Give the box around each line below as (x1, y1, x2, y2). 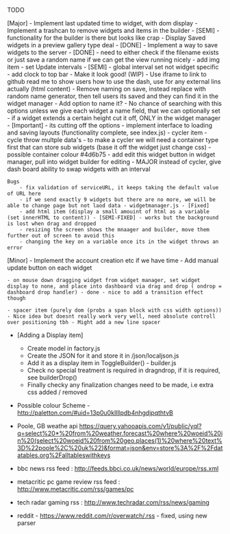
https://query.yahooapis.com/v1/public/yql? (79, 422, 202, 430)
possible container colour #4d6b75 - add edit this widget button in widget (7, 150, 216, 159)
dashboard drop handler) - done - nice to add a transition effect (7, 289, 204, 296)
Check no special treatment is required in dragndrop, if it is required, (27, 367, 220, 374)
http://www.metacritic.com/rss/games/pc (16, 485, 134, 493)
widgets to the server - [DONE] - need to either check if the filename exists (7, 48, 219, 56)
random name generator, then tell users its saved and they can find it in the (7, 92, 219, 100)
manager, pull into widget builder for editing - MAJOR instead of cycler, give (7, 158, 221, 165)
